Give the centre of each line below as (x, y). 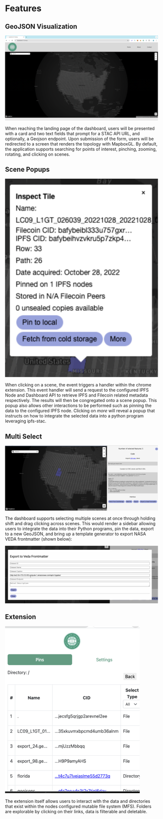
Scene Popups (27, 170)
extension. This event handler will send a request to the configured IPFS (77, 390)
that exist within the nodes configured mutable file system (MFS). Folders (78, 806)
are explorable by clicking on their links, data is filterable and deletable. (76, 811)
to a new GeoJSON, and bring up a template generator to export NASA (76, 534)
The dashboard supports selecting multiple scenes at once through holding (80, 518)
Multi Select (24, 436)
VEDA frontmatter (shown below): (39, 539)
